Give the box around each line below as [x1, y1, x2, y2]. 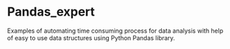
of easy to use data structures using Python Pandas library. [7, 33, 176, 42]
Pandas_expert [7, 4, 95, 20]
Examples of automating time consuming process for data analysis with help [7, 27, 224, 35]
